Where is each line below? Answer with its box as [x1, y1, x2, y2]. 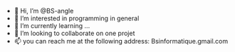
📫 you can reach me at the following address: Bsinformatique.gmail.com [14, 37, 229, 45]
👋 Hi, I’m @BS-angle [14, 7, 74, 15]
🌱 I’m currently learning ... [14, 22, 90, 30]
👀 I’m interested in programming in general [14, 14, 140, 22]
